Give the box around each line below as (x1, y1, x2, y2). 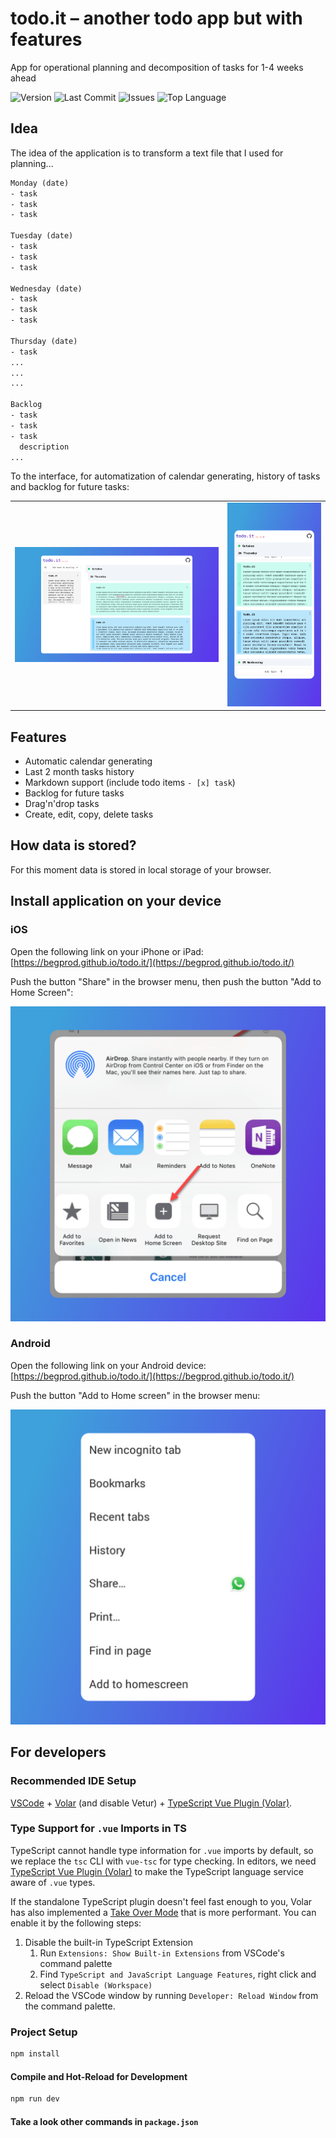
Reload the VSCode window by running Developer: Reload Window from (24, 1989, 319, 2001)
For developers (10, 1744, 107, 1761)
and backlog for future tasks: (10, 481, 130, 493)
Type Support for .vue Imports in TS (10, 1822, 187, 1836)
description (19, 442, 70, 452)
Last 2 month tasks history (24, 766, 135, 778)
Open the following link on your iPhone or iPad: (10, 945, 204, 957)
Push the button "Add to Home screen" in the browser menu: (10, 1389, 261, 1401)
